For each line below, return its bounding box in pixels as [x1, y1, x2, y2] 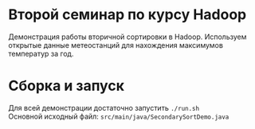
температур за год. [8, 49, 74, 58]
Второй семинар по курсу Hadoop [8, 6, 247, 24]
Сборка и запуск [8, 77, 125, 95]
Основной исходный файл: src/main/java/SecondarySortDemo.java [8, 111, 229, 121]
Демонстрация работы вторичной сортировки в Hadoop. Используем [8, 32, 247, 41]
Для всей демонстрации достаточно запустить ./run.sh [8, 103, 200, 112]
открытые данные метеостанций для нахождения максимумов [8, 40, 223, 49]
